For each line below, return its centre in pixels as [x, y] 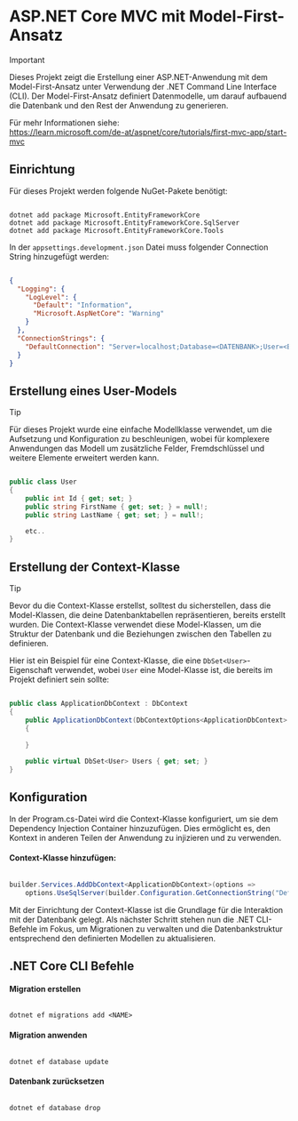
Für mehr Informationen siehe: [64, 123]
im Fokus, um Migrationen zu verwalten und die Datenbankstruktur [161, 929]
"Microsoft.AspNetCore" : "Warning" [98, 314]
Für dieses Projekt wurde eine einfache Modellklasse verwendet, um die [141, 429]
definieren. [29, 644]
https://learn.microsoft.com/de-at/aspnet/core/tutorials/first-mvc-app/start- [148, 132]
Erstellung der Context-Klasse [94, 567]
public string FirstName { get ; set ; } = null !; [117, 507]
